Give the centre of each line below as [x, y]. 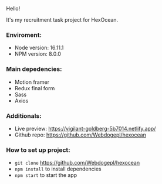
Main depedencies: [34, 69]
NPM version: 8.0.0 [38, 54]
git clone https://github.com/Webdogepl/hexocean [77, 163]
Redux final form [35, 88]
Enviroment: [24, 35]
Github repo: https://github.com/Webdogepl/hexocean [80, 135]
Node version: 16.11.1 [39, 48]
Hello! [13, 8]
